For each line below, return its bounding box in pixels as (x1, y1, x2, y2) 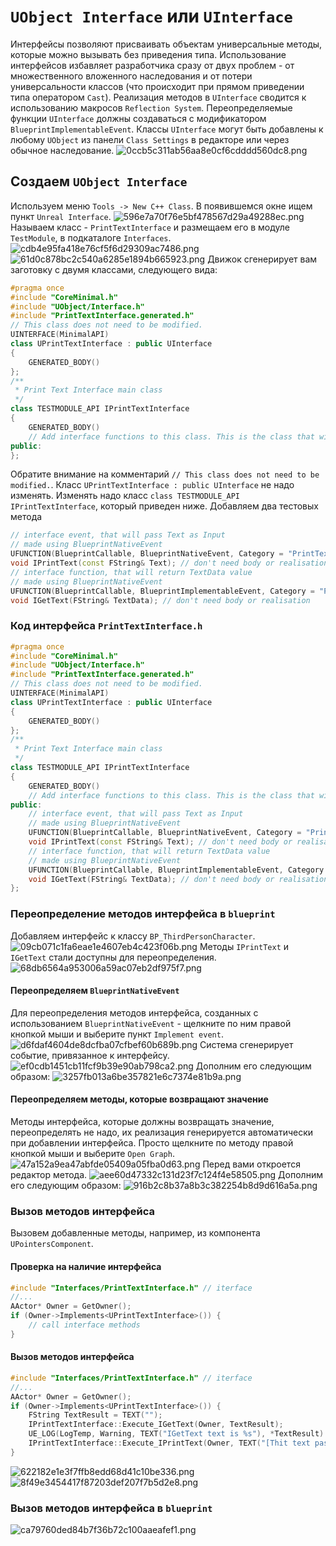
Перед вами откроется (202, 1158, 301, 1170)
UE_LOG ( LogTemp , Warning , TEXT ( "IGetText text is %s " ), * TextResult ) (28, 1429, 325, 1439)
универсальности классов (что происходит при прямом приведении (10, 80, 305, 92)
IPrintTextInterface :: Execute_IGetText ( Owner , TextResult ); (28, 1420, 284, 1430)
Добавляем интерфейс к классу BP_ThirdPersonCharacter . (10, 930, 256, 942)
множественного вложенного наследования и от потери (10, 70, 253, 82)
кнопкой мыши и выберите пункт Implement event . (10, 1028, 224, 1040)
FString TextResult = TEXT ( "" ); (28, 1410, 163, 1420)
